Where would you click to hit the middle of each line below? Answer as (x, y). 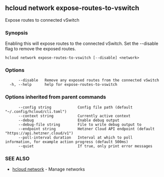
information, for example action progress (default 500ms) (67, 142)
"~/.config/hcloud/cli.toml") (36, 111)
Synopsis (16, 33)
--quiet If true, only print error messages (85, 146)
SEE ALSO (17, 158)
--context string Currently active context (74, 116)
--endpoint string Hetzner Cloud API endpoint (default (86, 129)
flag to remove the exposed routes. (41, 49)
